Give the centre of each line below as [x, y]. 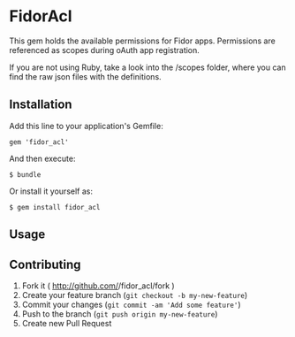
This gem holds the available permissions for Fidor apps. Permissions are [142, 41]
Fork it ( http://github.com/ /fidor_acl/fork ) [98, 286]
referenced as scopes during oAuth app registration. [105, 50]
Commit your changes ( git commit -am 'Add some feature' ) [131, 304]
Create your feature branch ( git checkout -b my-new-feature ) [135, 295]
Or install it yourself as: [51, 191]
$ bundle [25, 174]
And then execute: [42, 158]
